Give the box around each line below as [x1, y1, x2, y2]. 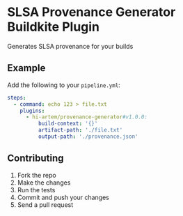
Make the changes [17, 178, 71, 187]
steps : [7, 94, 26, 101]
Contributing [7, 153, 64, 164]
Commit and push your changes [17, 193, 109, 201]
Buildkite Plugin [7, 19, 100, 35]
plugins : [19, 107, 45, 114]
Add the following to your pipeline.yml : [7, 81, 120, 89]
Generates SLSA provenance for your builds [7, 42, 134, 50]
